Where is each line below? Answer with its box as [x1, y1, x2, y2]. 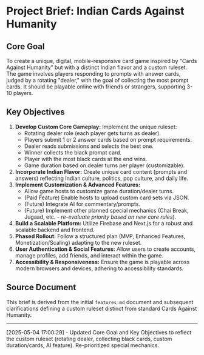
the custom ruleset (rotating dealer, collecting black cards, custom [6, 335, 172, 342]
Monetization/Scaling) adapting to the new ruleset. [15, 239, 142, 246]
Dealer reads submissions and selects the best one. [24, 142, 154, 150]
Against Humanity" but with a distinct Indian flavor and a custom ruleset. [6, 64, 188, 71]
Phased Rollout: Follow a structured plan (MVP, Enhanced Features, [15, 232, 186, 240]
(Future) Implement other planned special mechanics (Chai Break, [24, 207, 189, 214]
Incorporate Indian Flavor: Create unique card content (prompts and [15, 168, 188, 175]
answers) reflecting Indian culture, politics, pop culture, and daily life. [15, 174, 188, 182]
